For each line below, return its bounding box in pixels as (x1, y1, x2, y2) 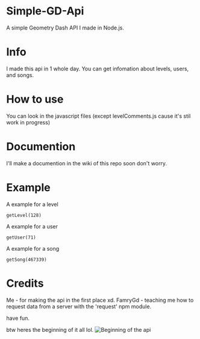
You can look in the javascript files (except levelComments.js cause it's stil (6, 112, 191, 120)
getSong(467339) (6, 257, 47, 263)
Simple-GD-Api (6, 4, 84, 18)
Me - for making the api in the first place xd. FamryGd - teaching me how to (6, 296, 194, 304)
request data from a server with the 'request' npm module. (6, 302, 152, 310)
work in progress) (6, 118, 50, 126)
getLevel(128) (6, 212, 42, 218)
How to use (6, 93, 64, 106)
